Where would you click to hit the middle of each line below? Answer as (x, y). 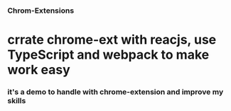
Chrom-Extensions (41, 11)
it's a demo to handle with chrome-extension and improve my (116, 92)
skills (17, 101)
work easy (39, 70)
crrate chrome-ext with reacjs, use (112, 40)
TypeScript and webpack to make (108, 55)
